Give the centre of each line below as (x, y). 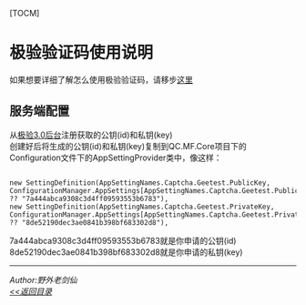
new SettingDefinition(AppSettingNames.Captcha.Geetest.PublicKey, (140, 183)
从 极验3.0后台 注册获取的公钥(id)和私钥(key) (91, 135)
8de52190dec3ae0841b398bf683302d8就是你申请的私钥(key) (126, 252)
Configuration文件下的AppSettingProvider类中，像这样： (116, 158)
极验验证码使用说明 (82, 53)
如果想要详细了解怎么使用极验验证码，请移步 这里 (101, 79)
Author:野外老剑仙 (43, 280)
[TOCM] (25, 13)
